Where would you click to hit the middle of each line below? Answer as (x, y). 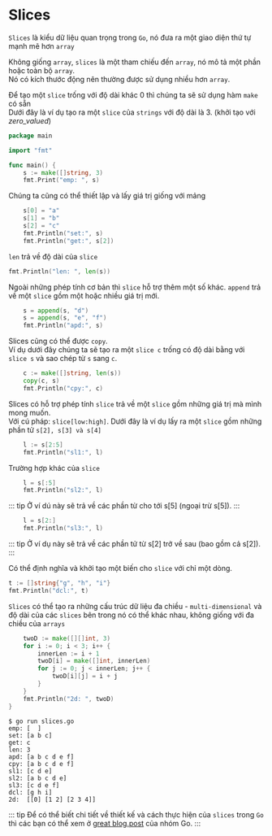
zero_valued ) (30, 120)
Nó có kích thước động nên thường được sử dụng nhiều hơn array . (119, 79)
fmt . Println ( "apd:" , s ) (63, 326)
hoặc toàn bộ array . (42, 70)
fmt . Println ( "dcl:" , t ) (49, 590)
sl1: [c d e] (30, 771)
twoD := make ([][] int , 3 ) (67, 638)
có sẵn (19, 103)
